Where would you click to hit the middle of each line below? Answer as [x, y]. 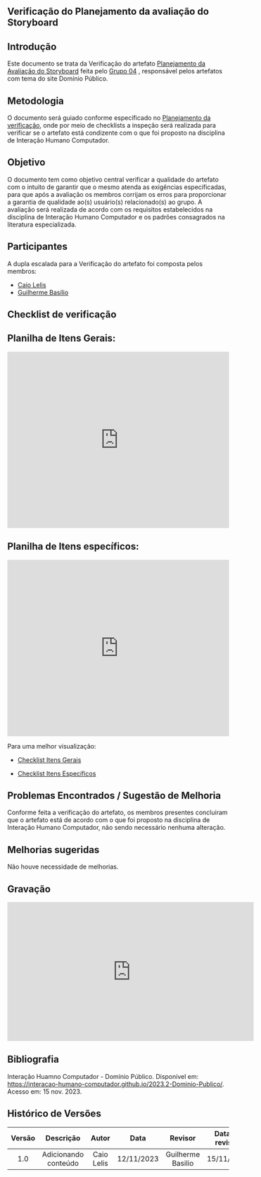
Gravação [29, 889]
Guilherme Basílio [43, 292]
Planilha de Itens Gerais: [62, 338]
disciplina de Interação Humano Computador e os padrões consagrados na [116, 217]
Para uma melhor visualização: [52, 746]
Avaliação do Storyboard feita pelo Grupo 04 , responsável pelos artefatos [115, 71]
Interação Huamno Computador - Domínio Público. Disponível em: [103, 1076]
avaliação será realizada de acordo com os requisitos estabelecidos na [110, 209]
